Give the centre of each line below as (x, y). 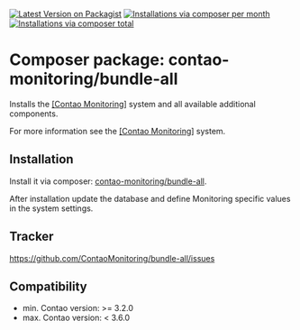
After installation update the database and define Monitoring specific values (150, 198)
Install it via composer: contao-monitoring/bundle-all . (108, 181)
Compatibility (48, 286)
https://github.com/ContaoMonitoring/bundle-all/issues (112, 258)
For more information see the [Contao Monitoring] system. (118, 131)
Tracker (32, 237)
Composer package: (87, 60)
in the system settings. (51, 208)
